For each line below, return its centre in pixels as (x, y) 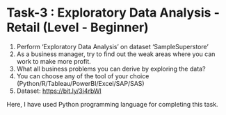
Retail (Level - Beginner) (78, 27)
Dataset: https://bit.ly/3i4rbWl (59, 91)
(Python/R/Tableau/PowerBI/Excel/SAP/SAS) (80, 83)
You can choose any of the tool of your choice (83, 76)
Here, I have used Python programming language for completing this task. (112, 104)
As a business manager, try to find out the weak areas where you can (116, 54)
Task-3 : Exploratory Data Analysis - (113, 13)
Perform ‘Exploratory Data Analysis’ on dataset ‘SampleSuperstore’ (113, 46)
